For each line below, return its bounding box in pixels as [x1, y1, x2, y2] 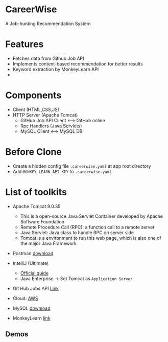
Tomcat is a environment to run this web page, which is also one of [20, 235, 162, 241]
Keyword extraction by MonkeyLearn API [12, 66, 99, 72]
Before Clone [5, 146, 62, 157]
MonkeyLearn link [12, 315, 51, 321]
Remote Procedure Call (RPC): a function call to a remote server [20, 224, 155, 230]
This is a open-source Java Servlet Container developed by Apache [20, 213, 163, 219]
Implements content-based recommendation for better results [12, 60, 143, 67]
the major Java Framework [20, 240, 77, 246]
